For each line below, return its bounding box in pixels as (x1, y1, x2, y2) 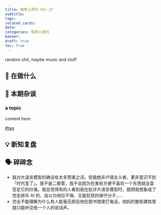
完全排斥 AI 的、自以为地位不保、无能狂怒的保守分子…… (12, 192, 124, 198)
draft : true (5, 39, 29, 44)
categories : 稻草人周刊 (5, 30, 49, 34)
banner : (5, 34, 21, 39)
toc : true (5, 43, 25, 48)
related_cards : (5, 20, 36, 26)
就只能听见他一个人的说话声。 (12, 204, 72, 210)
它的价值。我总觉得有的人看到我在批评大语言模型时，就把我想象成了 (20, 186, 156, 192)
